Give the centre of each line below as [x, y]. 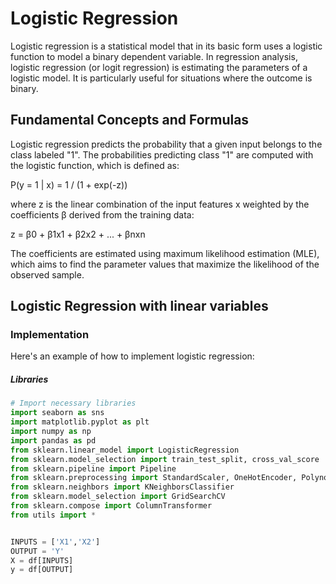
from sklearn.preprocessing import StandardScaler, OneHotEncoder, [154, 478]
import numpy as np [51, 432]
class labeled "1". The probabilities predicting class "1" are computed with [162, 154]
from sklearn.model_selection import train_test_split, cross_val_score [165, 459]
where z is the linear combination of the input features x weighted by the [160, 204]
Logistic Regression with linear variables [139, 306]
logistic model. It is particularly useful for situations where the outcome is [161, 78]
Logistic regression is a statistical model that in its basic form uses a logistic [166, 46]
